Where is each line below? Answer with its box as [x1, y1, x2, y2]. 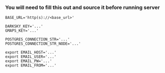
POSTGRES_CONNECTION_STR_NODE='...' [5, 41, 81, 46]
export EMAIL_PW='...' [5, 59, 52, 64]
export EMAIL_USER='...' [5, 54, 57, 60]
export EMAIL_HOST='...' [5, 50, 57, 55]
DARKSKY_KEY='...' [5, 24, 43, 29]
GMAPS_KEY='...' [5, 28, 39, 33]
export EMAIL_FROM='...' [5, 63, 57, 68]
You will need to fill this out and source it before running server [5, 4, 160, 11]
